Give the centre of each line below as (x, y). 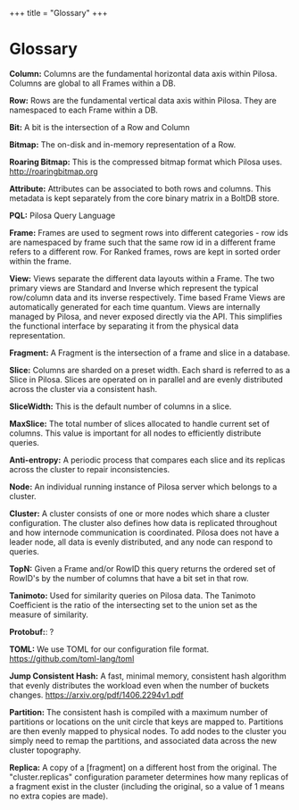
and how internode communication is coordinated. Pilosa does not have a (144, 532)
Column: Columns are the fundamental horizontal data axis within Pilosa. (143, 73)
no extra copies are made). (59, 796)
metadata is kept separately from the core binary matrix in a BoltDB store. (144, 198)
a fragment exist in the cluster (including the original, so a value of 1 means (147, 786)
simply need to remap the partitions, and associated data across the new (143, 740)
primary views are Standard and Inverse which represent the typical (134, 288)
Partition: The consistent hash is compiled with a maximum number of (139, 712)
